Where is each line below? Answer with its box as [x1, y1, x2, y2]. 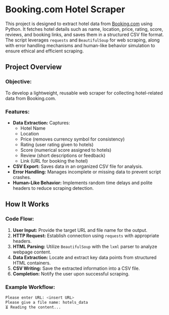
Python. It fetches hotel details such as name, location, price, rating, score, [5, 26, 163, 32]
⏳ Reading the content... [5, 304, 61, 310]
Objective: [5, 78, 32, 85]
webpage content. [12, 249, 52, 255]
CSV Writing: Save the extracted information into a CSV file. [12, 265, 140, 271]
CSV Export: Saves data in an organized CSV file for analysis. [12, 163, 143, 169]
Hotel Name [20, 125, 46, 131]
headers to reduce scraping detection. [12, 185, 94, 191]
